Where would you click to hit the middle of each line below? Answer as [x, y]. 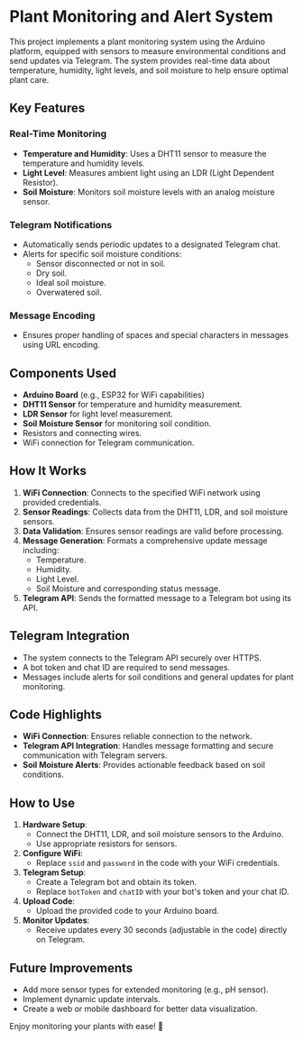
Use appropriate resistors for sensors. [106, 844]
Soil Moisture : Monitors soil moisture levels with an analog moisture [148, 192]
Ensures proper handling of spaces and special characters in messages [155, 335]
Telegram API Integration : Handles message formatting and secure [148, 746]
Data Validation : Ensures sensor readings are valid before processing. [153, 531]
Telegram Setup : [54, 872]
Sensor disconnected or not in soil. [101, 263]
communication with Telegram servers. [95, 755]
